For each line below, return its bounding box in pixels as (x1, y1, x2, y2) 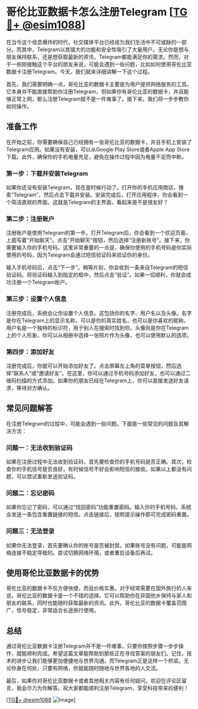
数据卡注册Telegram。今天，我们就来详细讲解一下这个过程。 (6, 68, 153, 75)
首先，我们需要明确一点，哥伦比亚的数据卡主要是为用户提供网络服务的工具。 (6, 80, 192, 87)
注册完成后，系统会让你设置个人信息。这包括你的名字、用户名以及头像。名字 (6, 309, 192, 316)
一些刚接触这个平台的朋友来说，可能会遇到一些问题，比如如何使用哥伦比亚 (11, 60, 192, 68)
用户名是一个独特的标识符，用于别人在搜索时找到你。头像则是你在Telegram (6, 324, 189, 331)
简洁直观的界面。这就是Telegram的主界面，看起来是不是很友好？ (11, 199, 169, 206)
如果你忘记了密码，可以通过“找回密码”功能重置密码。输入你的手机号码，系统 (6, 504, 192, 511)
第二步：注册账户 (6, 215, 55, 223)
